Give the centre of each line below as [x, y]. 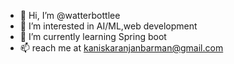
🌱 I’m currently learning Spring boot [93, 36]
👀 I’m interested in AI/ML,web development [108, 26]
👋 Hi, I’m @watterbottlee [70, 15]
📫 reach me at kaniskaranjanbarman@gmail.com [121, 48]
